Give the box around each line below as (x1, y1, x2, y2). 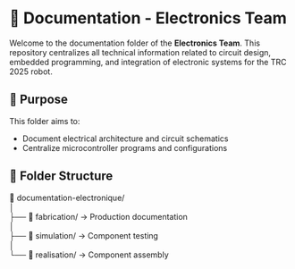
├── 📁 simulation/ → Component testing (9, 230, 159, 240)
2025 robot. (9, 66, 54, 77)
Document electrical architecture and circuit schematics (21, 133, 229, 144)
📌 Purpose (9, 92, 69, 107)
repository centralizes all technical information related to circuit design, (9, 46, 271, 57)
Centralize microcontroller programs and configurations (21, 142, 228, 153)
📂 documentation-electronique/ (9, 192, 125, 203)
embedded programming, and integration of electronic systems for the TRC (9, 56, 287, 67)
